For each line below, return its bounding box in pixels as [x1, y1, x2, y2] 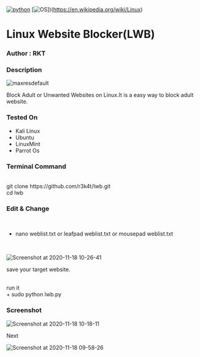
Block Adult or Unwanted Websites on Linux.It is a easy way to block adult [6, 91, 194, 99]
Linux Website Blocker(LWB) [6, 28, 155, 41]
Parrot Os [15, 147, 40, 154]
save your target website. [6, 266, 71, 273]
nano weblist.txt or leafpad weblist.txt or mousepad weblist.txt [15, 230, 174, 237]
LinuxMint [15, 140, 41, 147]
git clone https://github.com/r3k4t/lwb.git [6, 183, 111, 190]
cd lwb [6, 189, 23, 196]
